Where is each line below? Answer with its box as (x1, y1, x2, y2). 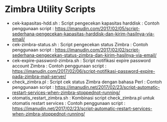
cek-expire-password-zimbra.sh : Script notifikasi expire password (12, 57, 151, 63)
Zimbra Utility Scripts (5, 4, 96, 15)
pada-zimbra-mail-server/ (12, 73, 66, 79)
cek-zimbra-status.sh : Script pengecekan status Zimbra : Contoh (12, 41, 148, 47)
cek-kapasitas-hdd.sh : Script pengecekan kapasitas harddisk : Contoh (12, 20, 159, 26)
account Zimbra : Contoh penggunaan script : (12, 63, 107, 69)
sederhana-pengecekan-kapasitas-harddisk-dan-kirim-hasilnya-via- (12, 31, 155, 37)
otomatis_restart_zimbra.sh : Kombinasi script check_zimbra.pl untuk (12, 94, 154, 101)
